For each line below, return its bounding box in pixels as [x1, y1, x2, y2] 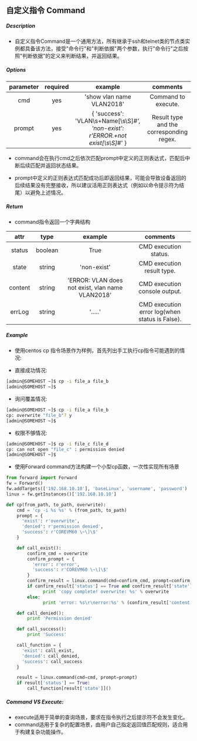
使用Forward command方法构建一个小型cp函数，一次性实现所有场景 [14, 463, 180, 470]
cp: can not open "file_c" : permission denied [6, 446, 125, 453]
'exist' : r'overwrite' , [21, 518, 80, 524]
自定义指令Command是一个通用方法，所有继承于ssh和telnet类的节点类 [14, 38, 185, 45]
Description [6, 22, 36, 29]
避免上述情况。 [30, 189, 66, 196]
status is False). [138, 315, 182, 324]
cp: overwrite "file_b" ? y [6, 412, 72, 418]
